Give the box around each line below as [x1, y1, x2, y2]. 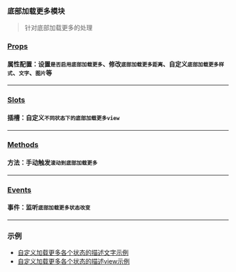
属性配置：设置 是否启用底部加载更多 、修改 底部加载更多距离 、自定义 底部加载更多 [7, 60, 219, 68]
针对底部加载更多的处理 [24, 23, 93, 32]
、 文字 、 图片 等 [12, 68, 53, 77]
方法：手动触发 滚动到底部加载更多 [7, 158, 98, 167]
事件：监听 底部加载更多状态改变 [7, 203, 91, 212]
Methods [7, 140, 39, 150]
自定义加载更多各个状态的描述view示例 [17, 257, 130, 266]
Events [7, 185, 32, 195]
